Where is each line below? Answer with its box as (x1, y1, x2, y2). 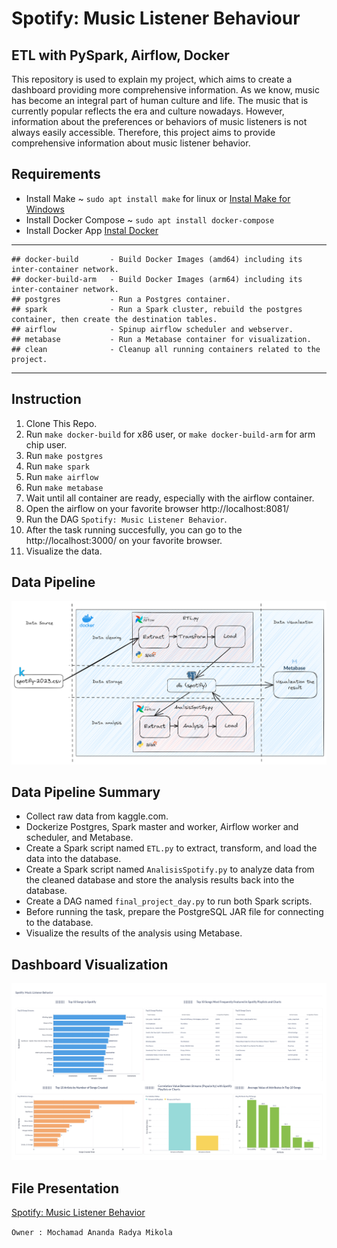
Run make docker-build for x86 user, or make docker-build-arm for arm (25, 428, 316, 440)
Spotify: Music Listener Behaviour (11, 7, 301, 30)
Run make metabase (25, 481, 104, 493)
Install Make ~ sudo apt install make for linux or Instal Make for (25, 192, 291, 204)
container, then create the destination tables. (11, 314, 218, 324)
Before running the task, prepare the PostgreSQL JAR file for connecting (25, 906, 324, 918)
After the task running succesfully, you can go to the (25, 523, 243, 536)
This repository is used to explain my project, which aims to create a (11, 73, 293, 85)
